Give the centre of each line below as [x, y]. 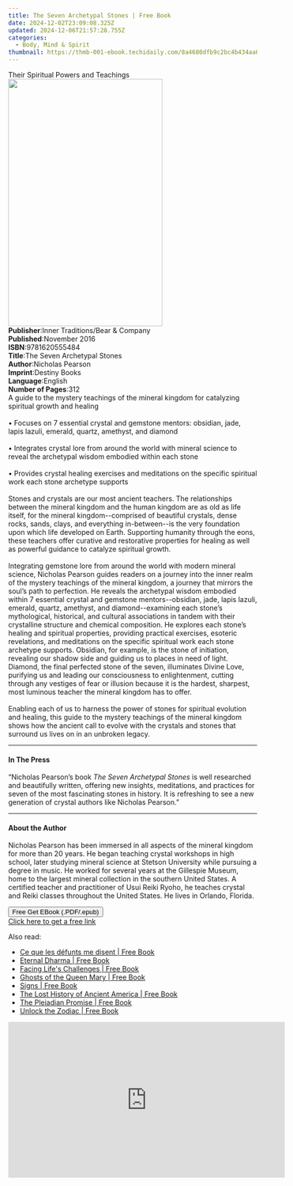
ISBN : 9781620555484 [44, 347]
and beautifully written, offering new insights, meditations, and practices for [131, 786]
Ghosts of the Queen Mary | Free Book [83, 977]
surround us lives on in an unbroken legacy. [79, 734]
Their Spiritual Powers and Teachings [69, 75]
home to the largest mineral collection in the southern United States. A [122, 879]
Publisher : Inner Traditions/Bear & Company [79, 330]
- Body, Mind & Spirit [53, 45]
